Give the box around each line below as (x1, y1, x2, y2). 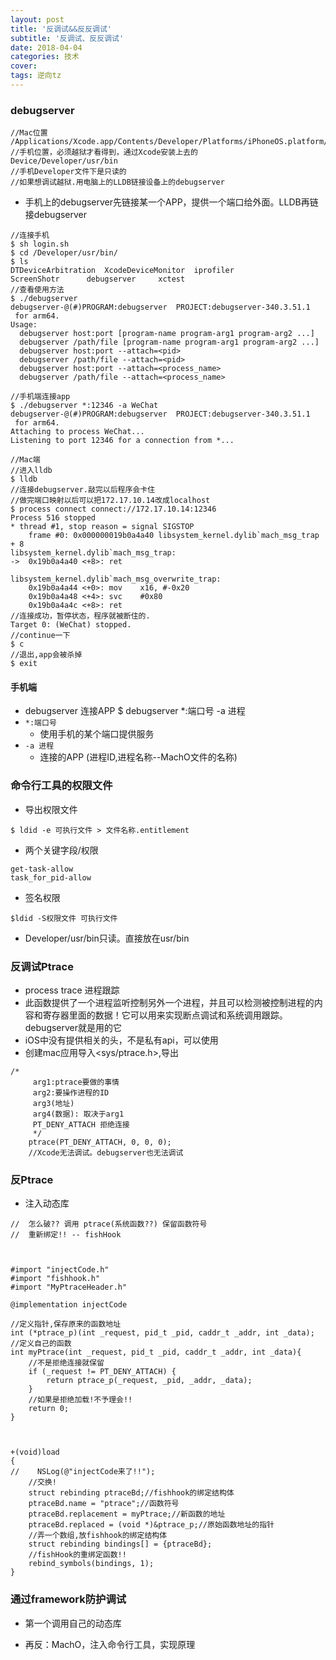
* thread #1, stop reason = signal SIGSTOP (10, 522, 195, 532)
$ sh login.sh (10, 239, 70, 250)
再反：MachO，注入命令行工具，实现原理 (24, 1638, 196, 1650)
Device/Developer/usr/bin (10, 156, 118, 166)
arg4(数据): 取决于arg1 (32, 1109, 125, 1119)
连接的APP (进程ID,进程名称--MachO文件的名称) (39, 751, 238, 763)
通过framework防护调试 (10, 1592, 127, 1606)
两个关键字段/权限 (24, 844, 99, 856)
